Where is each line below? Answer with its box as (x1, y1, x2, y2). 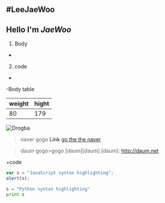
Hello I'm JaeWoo (6, 25, 71, 35)
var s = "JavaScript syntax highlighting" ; (6, 170, 114, 176)
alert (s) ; (6, 175, 30, 181)
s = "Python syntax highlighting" (6, 186, 91, 192)
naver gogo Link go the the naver (20, 136, 101, 143)
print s (6, 191, 25, 197)
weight (9, 100, 29, 108)
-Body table (6, 86, 35, 93)
